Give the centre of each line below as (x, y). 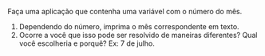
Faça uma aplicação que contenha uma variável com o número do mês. (125, 11)
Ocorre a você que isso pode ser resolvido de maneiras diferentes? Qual (138, 35)
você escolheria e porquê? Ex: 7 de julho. (87, 43)
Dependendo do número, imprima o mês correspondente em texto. (129, 26)
